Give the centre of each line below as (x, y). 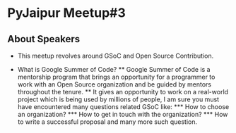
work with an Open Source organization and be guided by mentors (114, 84)
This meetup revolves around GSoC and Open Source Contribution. (116, 56)
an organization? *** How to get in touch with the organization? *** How (123, 114)
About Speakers (43, 39)
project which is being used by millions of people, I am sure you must (118, 99)
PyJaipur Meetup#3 (66, 13)
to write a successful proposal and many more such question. (107, 122)
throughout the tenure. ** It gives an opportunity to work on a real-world (123, 92)
